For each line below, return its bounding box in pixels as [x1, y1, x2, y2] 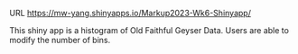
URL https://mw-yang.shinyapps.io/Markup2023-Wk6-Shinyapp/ [9, 8, 251, 18]
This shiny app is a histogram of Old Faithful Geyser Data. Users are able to [9, 25, 289, 35]
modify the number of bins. [9, 35, 111, 45]
